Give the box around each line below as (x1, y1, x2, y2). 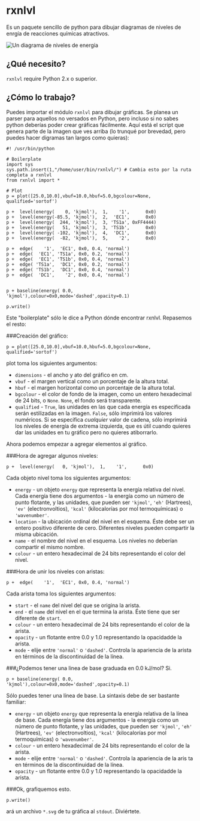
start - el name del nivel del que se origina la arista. (14, 601, 141, 609)
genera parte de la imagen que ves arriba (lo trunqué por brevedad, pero (6, 128, 186, 135)
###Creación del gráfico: (6, 332, 68, 339)
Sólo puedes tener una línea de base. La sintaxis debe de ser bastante (6, 692, 180, 699)
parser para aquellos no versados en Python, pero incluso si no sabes (6, 115, 178, 122)
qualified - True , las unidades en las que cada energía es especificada (14, 403, 191, 410)
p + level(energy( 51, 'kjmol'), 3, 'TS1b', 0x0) (6, 224, 157, 230)
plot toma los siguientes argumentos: (6, 359, 98, 367)
